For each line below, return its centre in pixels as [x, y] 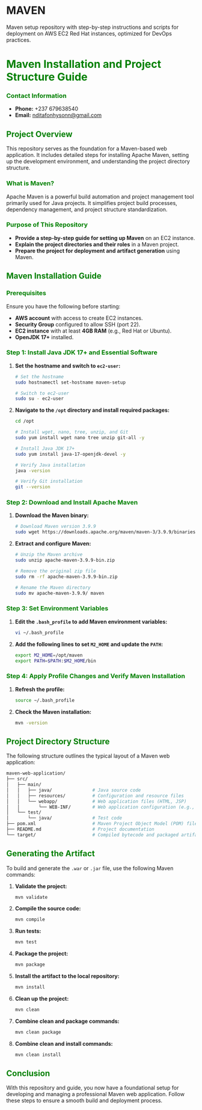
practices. [19, 40]
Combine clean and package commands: [67, 1021]
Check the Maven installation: [53, 712]
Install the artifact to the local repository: [67, 976]
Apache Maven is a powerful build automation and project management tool [100, 197]
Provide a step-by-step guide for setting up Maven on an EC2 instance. [105, 238]
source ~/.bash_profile [45, 700]
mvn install [30, 987]
